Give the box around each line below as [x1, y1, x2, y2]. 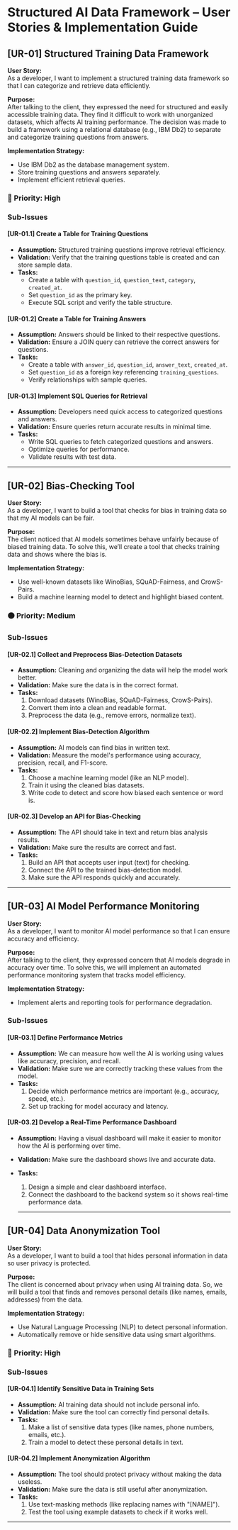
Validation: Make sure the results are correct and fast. [17, 843, 176, 851]
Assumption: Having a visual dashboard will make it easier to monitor [17, 1133, 222, 1142]
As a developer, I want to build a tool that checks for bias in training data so [7, 506, 227, 515]
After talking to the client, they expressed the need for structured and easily [7, 103, 229, 111]
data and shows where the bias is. [7, 550, 108, 559]
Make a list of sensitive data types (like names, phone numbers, [28, 1423, 215, 1431]
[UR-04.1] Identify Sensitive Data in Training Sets [7, 1385, 154, 1393]
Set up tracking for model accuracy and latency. [28, 1102, 169, 1110]
